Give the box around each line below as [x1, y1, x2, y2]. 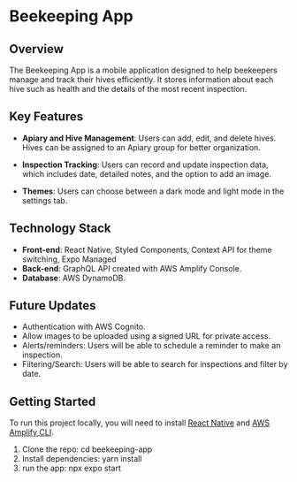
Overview [9, 42, 65, 57]
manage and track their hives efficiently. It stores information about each [9, 74, 274, 85]
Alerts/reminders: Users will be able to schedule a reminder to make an [21, 340, 281, 351]
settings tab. [21, 195, 68, 205]
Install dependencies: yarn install [21, 454, 142, 464]
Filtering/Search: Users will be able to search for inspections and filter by [21, 359, 289, 370]
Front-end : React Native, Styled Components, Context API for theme [21, 244, 272, 255]
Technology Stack [9, 221, 111, 236]
